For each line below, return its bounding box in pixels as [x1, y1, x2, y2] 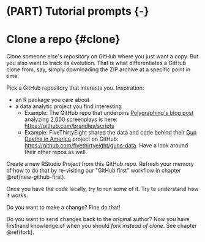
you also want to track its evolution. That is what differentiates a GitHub [6, 60, 187, 67]
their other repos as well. [24, 149, 88, 156]
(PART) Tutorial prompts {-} [6, 4, 149, 18]
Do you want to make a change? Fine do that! [6, 204, 121, 211]
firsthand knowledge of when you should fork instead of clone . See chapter [6, 222, 197, 230]
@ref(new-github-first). [6, 173, 66, 181]
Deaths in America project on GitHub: [24, 135, 119, 142]
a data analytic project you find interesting [15, 103, 122, 110]
